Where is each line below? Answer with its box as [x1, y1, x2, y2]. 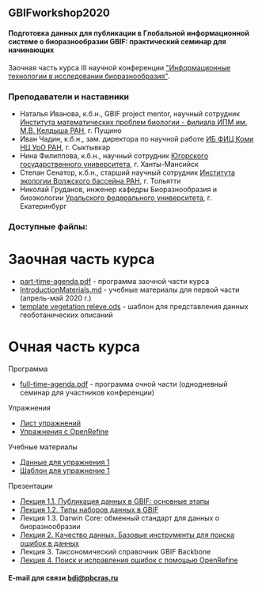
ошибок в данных [19, 538, 79, 548]
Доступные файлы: [8, 221, 89, 232]
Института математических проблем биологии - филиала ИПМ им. [19, 117, 248, 127]
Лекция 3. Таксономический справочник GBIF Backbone [19, 547, 211, 556]
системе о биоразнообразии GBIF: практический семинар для [8, 36, 226, 46]
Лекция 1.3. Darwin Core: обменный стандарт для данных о [19, 513, 220, 523]
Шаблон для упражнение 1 [19, 466, 111, 475]
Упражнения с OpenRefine [19, 426, 109, 436]
